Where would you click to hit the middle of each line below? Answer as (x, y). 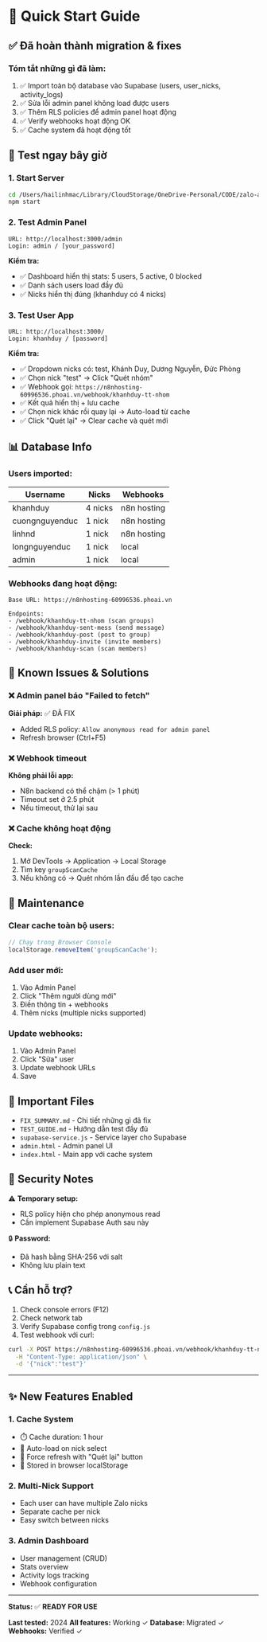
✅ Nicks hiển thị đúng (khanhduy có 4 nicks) (93, 294)
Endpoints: (26, 614)
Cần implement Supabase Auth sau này (84, 1222)
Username (45, 495)
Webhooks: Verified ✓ (46, 1631)
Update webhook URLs (58, 1068)
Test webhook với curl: (57, 1335)
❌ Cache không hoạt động (60, 828)
